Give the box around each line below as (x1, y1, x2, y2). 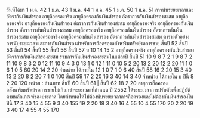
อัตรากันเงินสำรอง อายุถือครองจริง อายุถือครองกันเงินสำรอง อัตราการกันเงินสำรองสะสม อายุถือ (6, 13, 189, 20)
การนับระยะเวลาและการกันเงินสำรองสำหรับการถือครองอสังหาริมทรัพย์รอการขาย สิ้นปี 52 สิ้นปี (6, 40, 188, 46)
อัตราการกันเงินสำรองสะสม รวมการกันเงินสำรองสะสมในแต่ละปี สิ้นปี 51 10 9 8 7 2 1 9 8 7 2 (6, 53, 193, 60)
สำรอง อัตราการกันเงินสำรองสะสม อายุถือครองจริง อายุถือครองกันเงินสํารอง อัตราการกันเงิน (6, 26, 183, 33)
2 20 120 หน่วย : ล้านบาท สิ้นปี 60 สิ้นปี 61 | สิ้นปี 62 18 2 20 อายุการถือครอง (6, 80, 168, 86)
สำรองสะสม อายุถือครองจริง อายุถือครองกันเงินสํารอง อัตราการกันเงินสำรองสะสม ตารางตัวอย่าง (6, 33, 190, 40)
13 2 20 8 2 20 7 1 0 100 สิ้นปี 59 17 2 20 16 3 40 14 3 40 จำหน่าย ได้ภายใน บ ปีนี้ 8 (6, 73, 194, 80)
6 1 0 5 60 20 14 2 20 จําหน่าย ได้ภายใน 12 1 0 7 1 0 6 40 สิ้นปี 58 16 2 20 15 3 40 (6, 66, 192, 73)
